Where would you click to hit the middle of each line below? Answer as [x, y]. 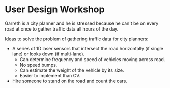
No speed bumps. [38, 65]
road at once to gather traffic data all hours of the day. [62, 28]
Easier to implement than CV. [50, 75]
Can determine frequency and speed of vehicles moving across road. [92, 59]
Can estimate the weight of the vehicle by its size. [72, 70]
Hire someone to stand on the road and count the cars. [70, 81]
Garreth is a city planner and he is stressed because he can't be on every [82, 23]
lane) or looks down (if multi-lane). [48, 54]
